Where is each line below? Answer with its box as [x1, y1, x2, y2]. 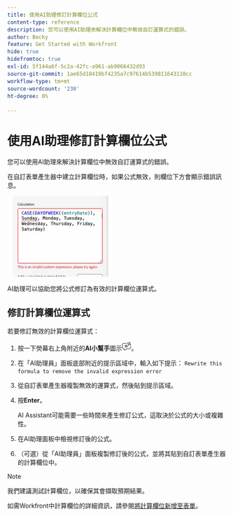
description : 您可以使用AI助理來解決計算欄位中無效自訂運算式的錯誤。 [7, 26, 190, 33]
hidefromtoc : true [7, 56, 61, 63]
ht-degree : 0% [7, 92, 49, 99]
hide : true [7, 48, 39, 55]
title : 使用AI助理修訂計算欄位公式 [7, 11, 99, 18]
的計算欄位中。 [17, 458, 61, 466]
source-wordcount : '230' [7, 85, 80, 92]
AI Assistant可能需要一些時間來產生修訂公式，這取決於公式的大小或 [17, 410, 211, 419]
